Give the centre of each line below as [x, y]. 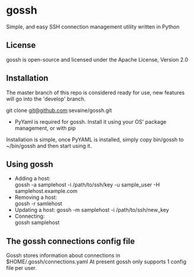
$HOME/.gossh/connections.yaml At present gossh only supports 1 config [96, 262]
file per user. [22, 268]
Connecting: [30, 216]
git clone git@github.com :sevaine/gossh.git [59, 110]
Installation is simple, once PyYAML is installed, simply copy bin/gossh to [95, 139]
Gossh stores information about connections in [63, 256]
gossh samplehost [37, 223]
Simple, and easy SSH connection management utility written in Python [93, 27]
